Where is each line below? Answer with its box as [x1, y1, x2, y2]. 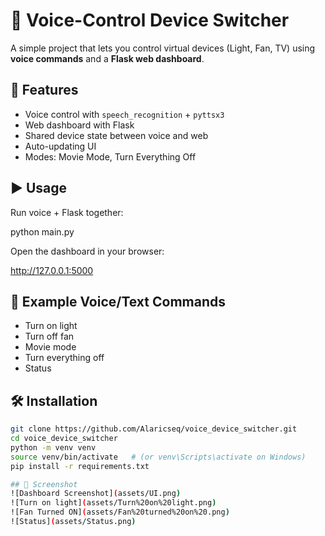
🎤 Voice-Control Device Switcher [10, 9, 290, 32]
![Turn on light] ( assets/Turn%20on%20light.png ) [10, 498, 217, 508]
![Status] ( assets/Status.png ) [10, 517, 137, 527]
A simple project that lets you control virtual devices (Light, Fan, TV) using [10, 42, 316, 54]
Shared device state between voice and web [24, 129, 209, 141]
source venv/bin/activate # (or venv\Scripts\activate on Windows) [10, 452, 307, 462]
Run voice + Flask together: [10, 206, 124, 218]
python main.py [10, 225, 75, 238]
